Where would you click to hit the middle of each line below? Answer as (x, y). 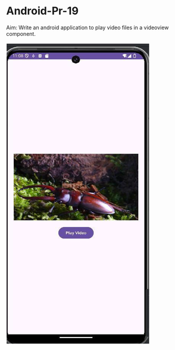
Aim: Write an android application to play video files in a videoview (87, 27)
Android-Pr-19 (43, 11)
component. (21, 33)
